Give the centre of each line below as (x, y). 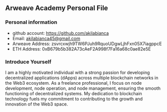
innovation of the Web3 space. (37, 104)
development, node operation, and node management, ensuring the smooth (83, 88)
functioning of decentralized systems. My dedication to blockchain (74, 93)
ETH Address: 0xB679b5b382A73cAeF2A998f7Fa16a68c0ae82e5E (82, 49)
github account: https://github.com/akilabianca (61, 33)
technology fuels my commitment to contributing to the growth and (74, 99)
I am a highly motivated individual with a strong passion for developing (78, 72)
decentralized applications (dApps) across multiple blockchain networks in (82, 78)
